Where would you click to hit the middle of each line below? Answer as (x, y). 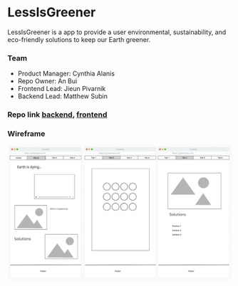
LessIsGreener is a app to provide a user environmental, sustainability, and (117, 32)
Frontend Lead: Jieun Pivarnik (62, 89)
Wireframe (26, 134)
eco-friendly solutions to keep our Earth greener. (79, 39)
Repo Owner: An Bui (47, 81)
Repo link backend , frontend (57, 115)
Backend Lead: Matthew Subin (63, 96)
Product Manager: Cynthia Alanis (66, 74)
